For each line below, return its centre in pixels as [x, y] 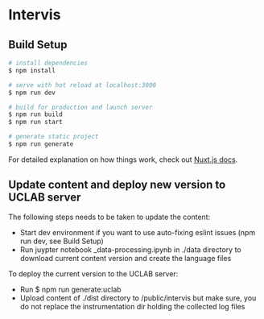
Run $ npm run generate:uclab [71, 289]
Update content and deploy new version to [117, 185]
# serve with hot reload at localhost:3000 [82, 85]
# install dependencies [48, 63]
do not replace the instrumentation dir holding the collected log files [132, 306]
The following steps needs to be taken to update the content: [109, 217]
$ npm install [32, 70]
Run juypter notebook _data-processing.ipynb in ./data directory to [130, 249]
